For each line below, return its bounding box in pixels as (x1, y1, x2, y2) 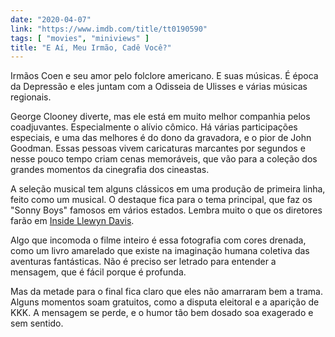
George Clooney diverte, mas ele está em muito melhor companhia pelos (10, 111, 311, 123)
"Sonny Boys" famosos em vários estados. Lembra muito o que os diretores (10, 204, 323, 216)
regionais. (10, 91, 52, 103)
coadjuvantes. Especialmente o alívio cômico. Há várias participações (10, 121, 298, 133)
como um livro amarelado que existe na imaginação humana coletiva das (10, 245, 310, 257)
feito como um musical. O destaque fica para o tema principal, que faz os (10, 194, 313, 206)
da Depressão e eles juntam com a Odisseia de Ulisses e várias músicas (10, 81, 308, 93)
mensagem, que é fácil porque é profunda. (10, 266, 187, 278)
